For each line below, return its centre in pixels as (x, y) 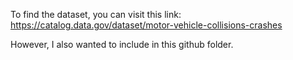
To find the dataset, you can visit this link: (96, 14)
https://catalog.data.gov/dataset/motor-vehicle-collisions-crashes (146, 25)
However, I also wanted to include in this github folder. (122, 44)
